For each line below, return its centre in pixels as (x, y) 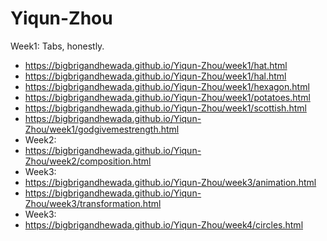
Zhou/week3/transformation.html (93, 203)
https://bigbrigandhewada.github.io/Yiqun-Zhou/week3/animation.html (170, 182)
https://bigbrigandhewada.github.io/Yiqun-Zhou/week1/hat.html (156, 65)
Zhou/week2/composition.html (88, 161)
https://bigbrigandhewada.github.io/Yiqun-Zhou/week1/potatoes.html (167, 97)
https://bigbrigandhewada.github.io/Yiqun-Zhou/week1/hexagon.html (167, 86)
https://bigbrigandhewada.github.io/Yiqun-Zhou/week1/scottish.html (165, 108)
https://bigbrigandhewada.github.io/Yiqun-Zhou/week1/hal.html (155, 76)
